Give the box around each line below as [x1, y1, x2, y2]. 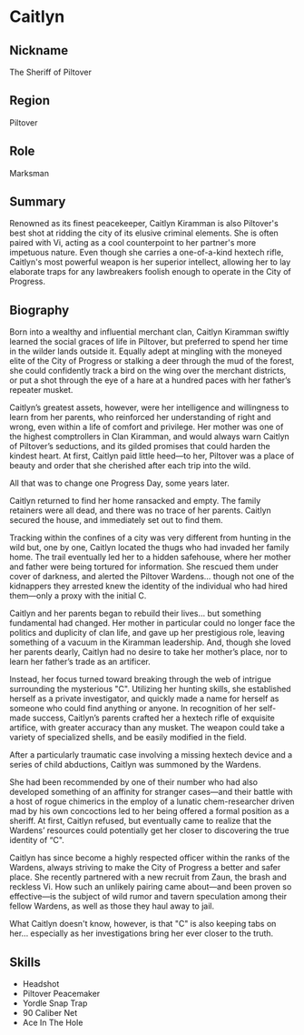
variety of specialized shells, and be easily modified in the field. [9, 732, 247, 743]
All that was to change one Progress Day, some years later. [9, 477, 230, 488]
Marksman [9, 167, 50, 178]
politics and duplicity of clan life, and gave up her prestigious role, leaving [9, 628, 286, 638]
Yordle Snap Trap [22, 998, 88, 1009]
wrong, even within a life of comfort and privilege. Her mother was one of [9, 421, 284, 433]
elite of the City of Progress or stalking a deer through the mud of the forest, [9, 356, 295, 367]
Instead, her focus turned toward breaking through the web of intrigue [9, 674, 272, 685]
